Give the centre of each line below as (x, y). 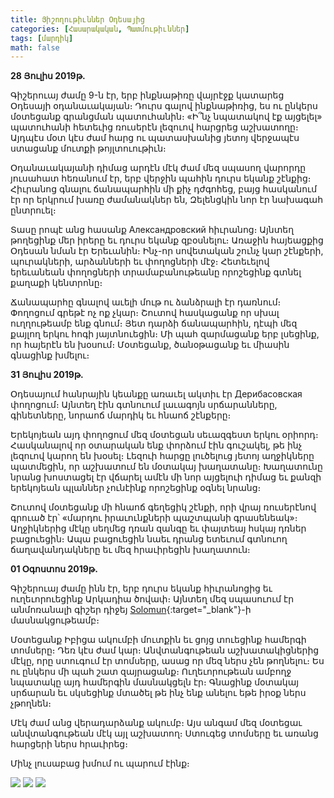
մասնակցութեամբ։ (55, 620)
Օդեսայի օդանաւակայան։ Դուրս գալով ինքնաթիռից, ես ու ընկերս (164, 106)
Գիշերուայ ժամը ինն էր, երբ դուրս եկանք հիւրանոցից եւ (141, 588)
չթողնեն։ (31, 703)
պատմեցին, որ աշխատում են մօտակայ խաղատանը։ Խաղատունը (166, 467)
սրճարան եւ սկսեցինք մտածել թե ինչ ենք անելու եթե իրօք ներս (158, 693)
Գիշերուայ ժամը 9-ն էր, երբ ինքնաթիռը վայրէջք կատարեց (147, 95)
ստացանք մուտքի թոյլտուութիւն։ (88, 148)
